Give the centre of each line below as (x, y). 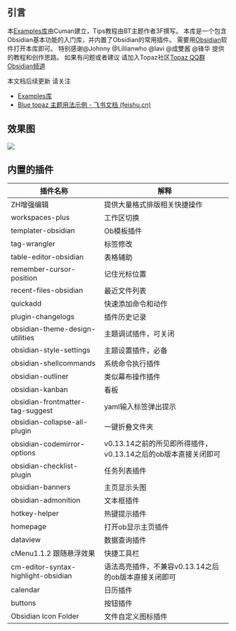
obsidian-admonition (46, 500)
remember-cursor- (43, 269)
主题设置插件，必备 (136, 351)
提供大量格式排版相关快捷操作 (153, 204)
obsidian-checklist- (44, 466)
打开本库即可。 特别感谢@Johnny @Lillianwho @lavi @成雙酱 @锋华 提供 (119, 48)
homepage (29, 527)
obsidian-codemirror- (48, 444)
